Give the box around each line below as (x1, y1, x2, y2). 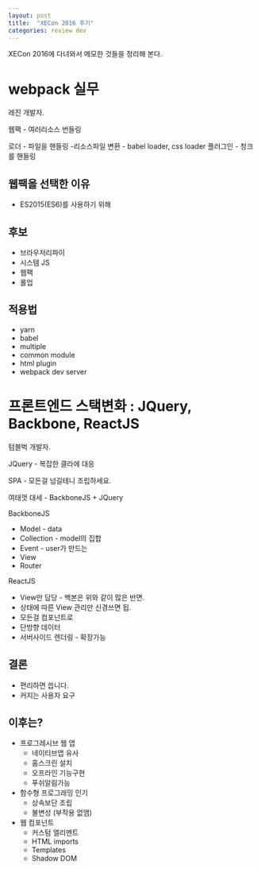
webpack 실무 (8, 80, 99, 98)
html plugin (19, 359, 57, 368)
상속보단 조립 (31, 798, 73, 808)
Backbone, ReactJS (8, 414, 140, 433)
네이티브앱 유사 (31, 748, 79, 758)
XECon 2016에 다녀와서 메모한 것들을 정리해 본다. (8, 49, 163, 59)
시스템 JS (19, 258, 50, 267)
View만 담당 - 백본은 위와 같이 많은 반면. (19, 592, 145, 602)
